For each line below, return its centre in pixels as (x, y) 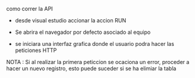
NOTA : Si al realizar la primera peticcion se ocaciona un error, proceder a (98, 62)
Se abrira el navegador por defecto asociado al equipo (83, 32)
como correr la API (30, 9)
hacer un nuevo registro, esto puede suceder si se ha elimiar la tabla (91, 68)
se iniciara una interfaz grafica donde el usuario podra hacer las (94, 44)
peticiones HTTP (36, 50)
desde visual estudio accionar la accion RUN (71, 20)
